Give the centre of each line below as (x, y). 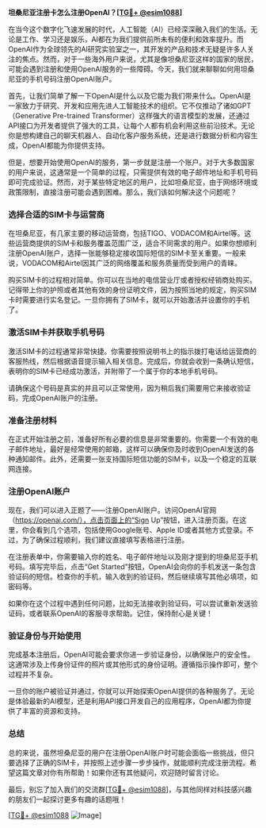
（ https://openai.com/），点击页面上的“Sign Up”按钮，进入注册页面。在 (124, 520)
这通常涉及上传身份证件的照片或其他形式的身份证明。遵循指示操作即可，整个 (133, 664)
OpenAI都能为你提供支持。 (65, 145)
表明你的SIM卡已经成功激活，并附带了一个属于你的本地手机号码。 (115, 371)
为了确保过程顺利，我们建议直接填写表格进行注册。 (105, 540)
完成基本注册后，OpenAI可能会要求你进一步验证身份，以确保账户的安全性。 (131, 655)
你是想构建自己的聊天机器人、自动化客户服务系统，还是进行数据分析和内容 (129, 135)
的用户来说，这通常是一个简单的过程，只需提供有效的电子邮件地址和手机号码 (133, 172)
